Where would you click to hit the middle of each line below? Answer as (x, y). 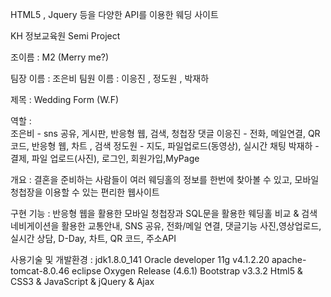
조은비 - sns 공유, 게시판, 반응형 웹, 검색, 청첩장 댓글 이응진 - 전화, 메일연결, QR (165, 133)
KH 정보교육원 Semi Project (65, 36)
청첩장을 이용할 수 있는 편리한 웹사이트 (85, 192)
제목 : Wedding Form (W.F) (64, 99)
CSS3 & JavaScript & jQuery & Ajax (82, 281)
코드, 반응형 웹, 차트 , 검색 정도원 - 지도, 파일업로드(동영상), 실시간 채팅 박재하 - (165, 146)
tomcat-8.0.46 (40, 271)
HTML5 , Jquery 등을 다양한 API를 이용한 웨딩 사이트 (114, 14)
